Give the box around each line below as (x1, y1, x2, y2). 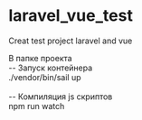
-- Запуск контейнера (8, 62, 93, 73)
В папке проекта (8, 52, 73, 63)
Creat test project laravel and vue (8, 35, 133, 46)
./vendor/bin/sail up (8, 71, 82, 82)
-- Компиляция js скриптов (8, 91, 113, 102)
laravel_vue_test (8, 5, 133, 26)
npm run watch (8, 100, 65, 111)
